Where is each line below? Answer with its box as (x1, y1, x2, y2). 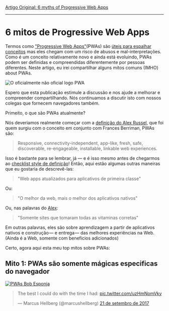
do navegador (5, 267, 50, 276)
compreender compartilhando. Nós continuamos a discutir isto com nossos (5, 95, 161, 101)
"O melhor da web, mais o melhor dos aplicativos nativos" (17, 195, 138, 201)
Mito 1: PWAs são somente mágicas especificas (5, 259, 158, 268)
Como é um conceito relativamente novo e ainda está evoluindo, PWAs (5, 54, 152, 60)
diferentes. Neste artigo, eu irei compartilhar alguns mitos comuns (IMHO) (5, 64, 158, 70)
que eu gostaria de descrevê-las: (5, 166, 74, 172)
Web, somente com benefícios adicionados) (27, 235, 119, 241)
